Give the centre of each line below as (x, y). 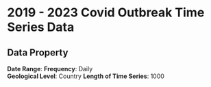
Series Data (41, 27)
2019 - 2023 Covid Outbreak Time (106, 13)
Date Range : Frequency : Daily (50, 69)
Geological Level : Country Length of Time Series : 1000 (86, 76)
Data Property (38, 52)
